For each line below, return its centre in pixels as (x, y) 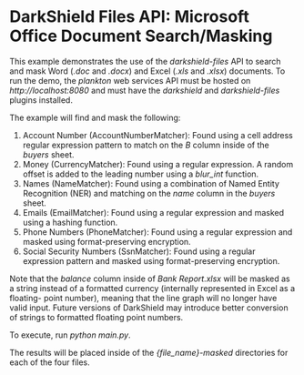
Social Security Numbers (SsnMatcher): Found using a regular (139, 251)
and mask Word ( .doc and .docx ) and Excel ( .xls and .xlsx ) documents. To (147, 71)
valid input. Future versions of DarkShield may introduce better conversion (149, 308)
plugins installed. (41, 100)
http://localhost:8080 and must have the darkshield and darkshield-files (145, 90)
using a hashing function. (70, 222)
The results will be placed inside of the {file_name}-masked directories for (149, 352)
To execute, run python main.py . (70, 335)
